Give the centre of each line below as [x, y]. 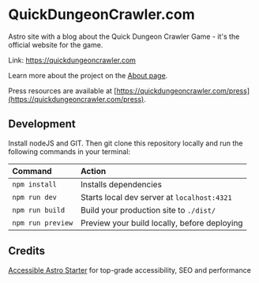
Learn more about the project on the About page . [88, 75]
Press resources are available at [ [62, 91]
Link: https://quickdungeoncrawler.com [72, 60]
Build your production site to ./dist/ [148, 209]
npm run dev [35, 197]
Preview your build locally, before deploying [161, 223]
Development [42, 124]
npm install [35, 184]
